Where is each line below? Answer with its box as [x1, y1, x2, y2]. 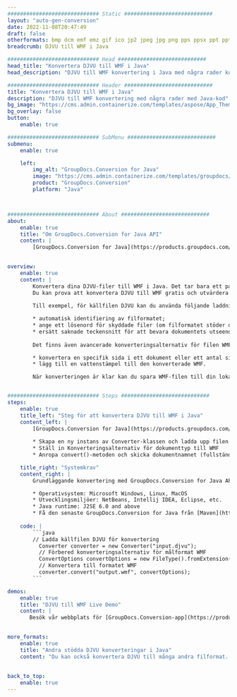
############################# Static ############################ [7, 10, 213, 18]
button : [7, 114, 30, 122]
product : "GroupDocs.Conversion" [32, 179, 131, 187]
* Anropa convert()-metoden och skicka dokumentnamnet [32, 451, 197, 459]
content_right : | [20, 471, 71, 478]
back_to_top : [7, 673, 46, 680]
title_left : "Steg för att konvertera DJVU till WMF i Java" [20, 412, 203, 419]
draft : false [7, 30, 46, 37]
